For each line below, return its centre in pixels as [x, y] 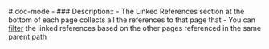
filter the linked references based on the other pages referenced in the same [135, 28]
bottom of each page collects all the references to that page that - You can [132, 20]
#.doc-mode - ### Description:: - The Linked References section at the [126, 11]
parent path [27, 36]
